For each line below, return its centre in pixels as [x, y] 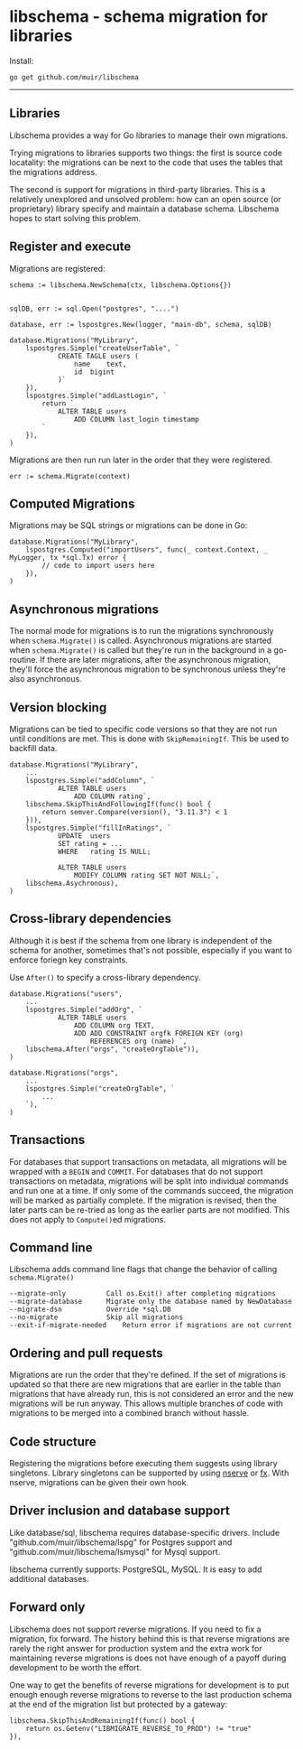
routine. [24, 660]
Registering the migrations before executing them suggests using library [143, 1464]
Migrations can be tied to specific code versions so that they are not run [143, 729]
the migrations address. [53, 172]
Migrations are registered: [57, 268]
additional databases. [49, 1578]
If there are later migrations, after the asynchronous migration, [156, 660]
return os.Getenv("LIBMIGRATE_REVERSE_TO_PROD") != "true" [139, 1728]
